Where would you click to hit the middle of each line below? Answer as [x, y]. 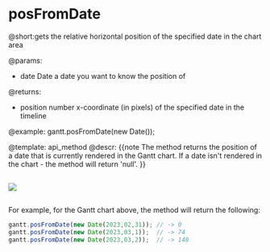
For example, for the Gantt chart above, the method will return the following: [134, 209]
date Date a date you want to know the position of [103, 76]
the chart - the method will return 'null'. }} [77, 164]
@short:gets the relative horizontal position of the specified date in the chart [135, 36]
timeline [33, 116]
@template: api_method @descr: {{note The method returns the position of [133, 147]
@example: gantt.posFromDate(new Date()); [82, 131]
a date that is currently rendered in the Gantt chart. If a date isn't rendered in [135, 155]
